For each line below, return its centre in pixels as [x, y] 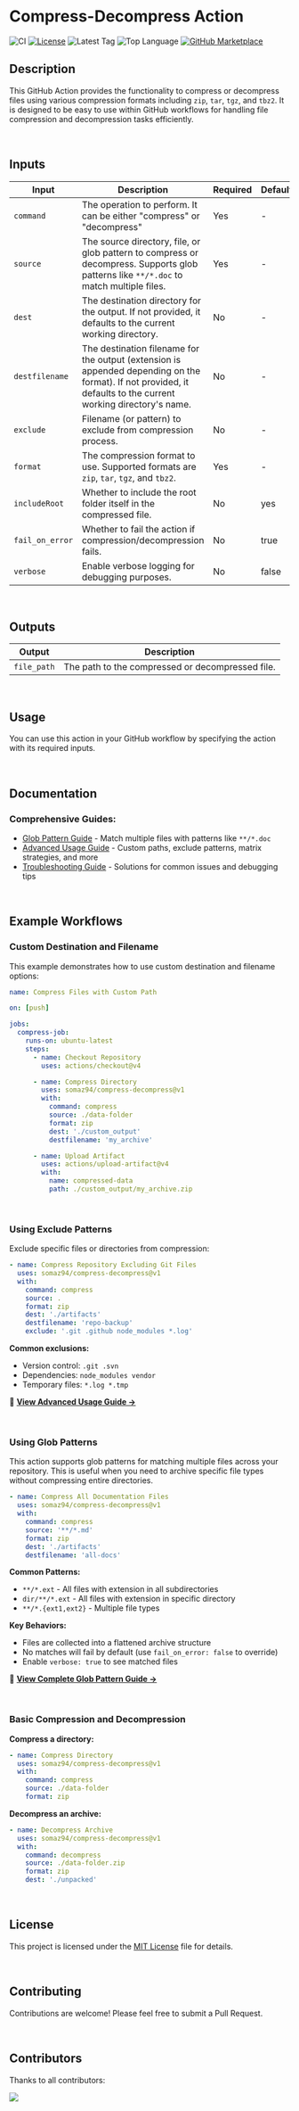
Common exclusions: [49, 1348]
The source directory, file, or [141, 241]
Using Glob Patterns [53, 1442]
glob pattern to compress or [140, 252]
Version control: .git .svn [70, 1365]
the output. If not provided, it [141, 311]
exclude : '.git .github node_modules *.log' [109, 1332]
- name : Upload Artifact [79, 1156]
